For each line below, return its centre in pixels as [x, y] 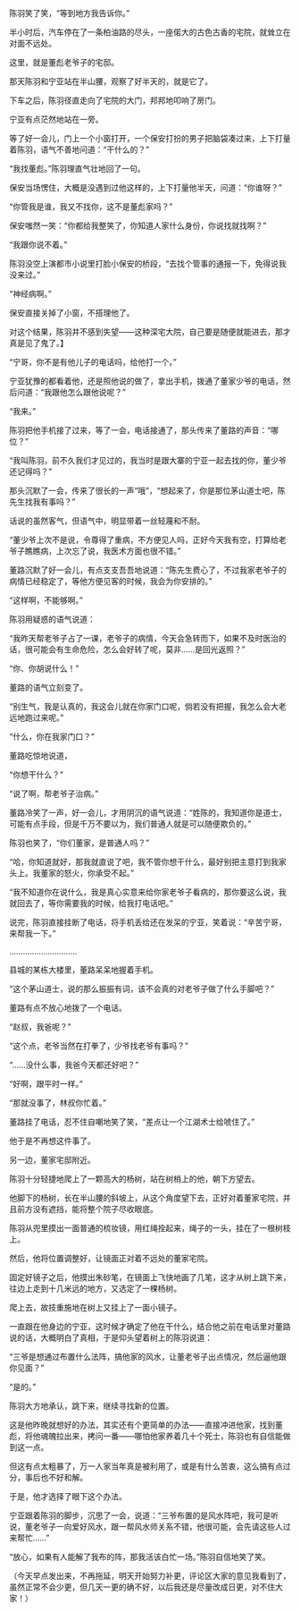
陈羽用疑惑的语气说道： [52, 619]
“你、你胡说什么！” [44, 668]
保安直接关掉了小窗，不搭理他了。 [72, 313]
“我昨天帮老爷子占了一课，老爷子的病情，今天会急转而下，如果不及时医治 [144, 638]
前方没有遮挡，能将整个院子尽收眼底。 [87, 1209]
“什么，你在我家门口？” [52, 737]
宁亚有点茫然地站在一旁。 [56, 119]
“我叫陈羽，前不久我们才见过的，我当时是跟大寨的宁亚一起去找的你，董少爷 [148, 460]
